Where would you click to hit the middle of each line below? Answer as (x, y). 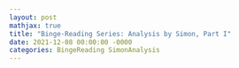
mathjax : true (35, 26)
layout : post (33, 17)
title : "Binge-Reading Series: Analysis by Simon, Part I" (120, 34)
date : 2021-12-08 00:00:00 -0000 (71, 42)
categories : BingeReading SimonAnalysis (85, 50)
